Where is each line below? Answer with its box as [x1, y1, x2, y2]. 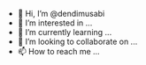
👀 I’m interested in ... [17, 18, 93, 28]
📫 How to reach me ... [17, 47, 100, 56]
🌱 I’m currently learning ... [17, 27, 112, 37]
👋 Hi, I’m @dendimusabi [17, 9, 105, 18]
